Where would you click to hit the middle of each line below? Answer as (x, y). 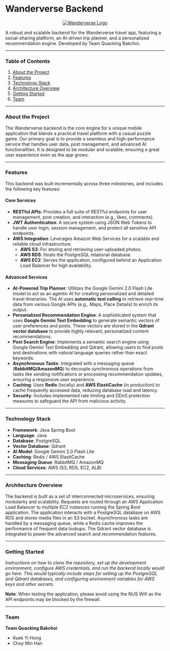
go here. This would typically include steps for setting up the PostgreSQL (81, 574)
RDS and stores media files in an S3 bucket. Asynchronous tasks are (77, 518)
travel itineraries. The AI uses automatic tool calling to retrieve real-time (88, 299)
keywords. (23, 358)
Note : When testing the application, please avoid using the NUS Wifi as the (83, 594)
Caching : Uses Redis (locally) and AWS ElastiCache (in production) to (86, 385)
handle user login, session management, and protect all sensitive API (84, 228)
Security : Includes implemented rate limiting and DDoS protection (81, 396)
